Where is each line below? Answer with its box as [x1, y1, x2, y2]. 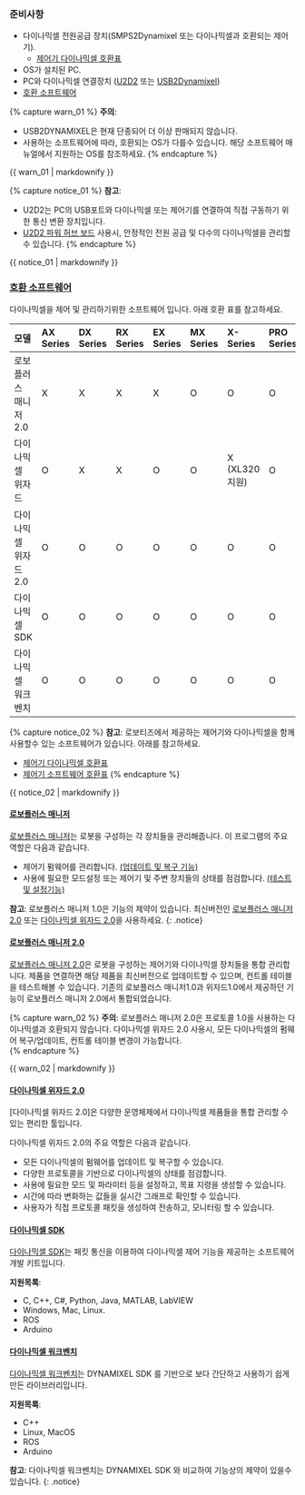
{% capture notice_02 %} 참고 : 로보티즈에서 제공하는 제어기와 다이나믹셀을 [9, 727, 279, 738]
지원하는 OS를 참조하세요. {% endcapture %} [54, 148, 218, 160]
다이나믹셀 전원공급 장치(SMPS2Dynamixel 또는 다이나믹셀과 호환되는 [22, 30, 272, 42]
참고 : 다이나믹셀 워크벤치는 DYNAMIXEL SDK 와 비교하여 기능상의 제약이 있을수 [9, 1464, 292, 1475]
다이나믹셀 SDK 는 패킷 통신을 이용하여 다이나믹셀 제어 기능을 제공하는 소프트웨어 [9, 1246, 295, 1257]
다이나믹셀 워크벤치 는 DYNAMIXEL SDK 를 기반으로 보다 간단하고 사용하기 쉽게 [9, 1368, 290, 1379]
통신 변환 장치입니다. [32, 216, 106, 227]
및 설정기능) [22, 884, 65, 895]
